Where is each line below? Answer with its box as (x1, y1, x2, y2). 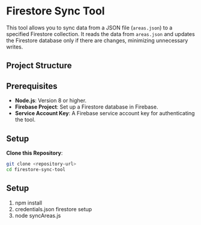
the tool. (14, 116, 36, 124)
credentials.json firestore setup (14, 205, 92, 212)
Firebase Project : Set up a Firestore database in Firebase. (14, 103, 158, 110)
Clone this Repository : (6, 149, 63, 157)
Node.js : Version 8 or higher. (14, 97, 87, 104)
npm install (14, 199, 43, 206)
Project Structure (6, 61, 72, 71)
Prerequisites (6, 81, 58, 91)
